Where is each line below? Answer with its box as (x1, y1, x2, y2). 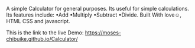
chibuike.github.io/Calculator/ (6, 36, 78, 42)
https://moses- (84, 29, 122, 36)
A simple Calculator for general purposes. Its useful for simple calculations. (6, 5, 189, 12)
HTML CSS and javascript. (6, 18, 70, 24)
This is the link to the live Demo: (6, 29, 84, 36)
